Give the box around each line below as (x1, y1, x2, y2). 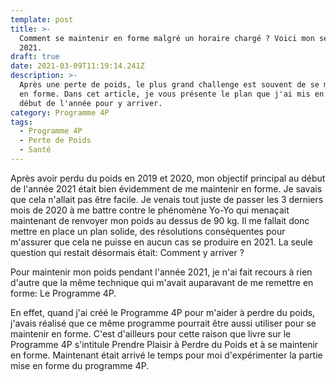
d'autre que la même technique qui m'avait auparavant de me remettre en (10, 276, 314, 288)
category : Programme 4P (10, 107, 110, 118)
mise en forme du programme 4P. (10, 359, 150, 371)
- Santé (19, 145, 52, 155)
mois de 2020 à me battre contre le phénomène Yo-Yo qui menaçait (10, 204, 290, 216)
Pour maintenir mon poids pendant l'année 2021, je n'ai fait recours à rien (10, 266, 313, 278)
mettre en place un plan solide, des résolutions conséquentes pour (10, 225, 286, 237)
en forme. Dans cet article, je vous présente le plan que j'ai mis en (19, 89, 325, 99)
